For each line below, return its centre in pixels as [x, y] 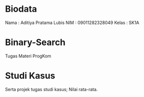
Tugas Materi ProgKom [28, 56]
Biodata [21, 9]
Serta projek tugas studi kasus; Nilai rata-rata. [51, 89]
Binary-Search [35, 42]
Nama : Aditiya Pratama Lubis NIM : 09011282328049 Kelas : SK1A [72, 23]
